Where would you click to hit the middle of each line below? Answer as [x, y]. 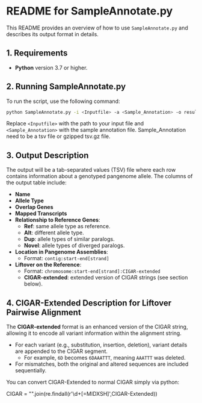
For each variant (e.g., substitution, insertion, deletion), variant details [101, 345]
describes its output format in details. [53, 34]
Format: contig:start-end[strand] [66, 258]
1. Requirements [37, 53]
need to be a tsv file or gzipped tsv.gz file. [58, 136]
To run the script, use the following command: [63, 101]
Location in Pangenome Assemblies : [61, 252]
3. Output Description [47, 155]
